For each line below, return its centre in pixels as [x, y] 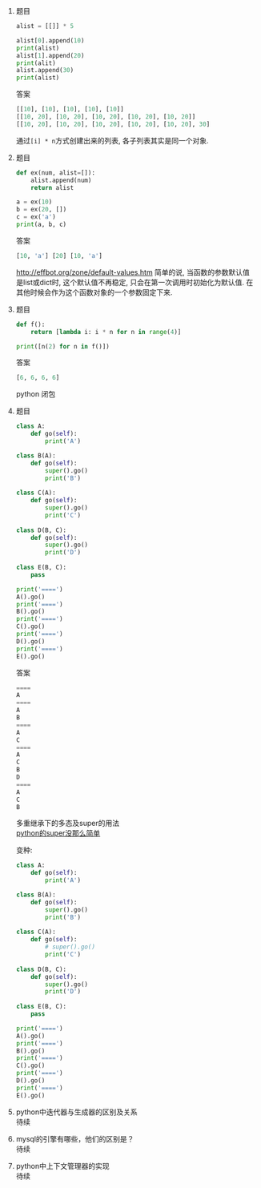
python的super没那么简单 [58, 833]
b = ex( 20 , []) [41, 210]
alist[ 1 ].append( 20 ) [50, 55]
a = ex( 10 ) [34, 202]
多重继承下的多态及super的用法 [68, 824]
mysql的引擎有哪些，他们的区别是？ [75, 1138]
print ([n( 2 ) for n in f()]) [62, 346]
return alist [52, 187]
